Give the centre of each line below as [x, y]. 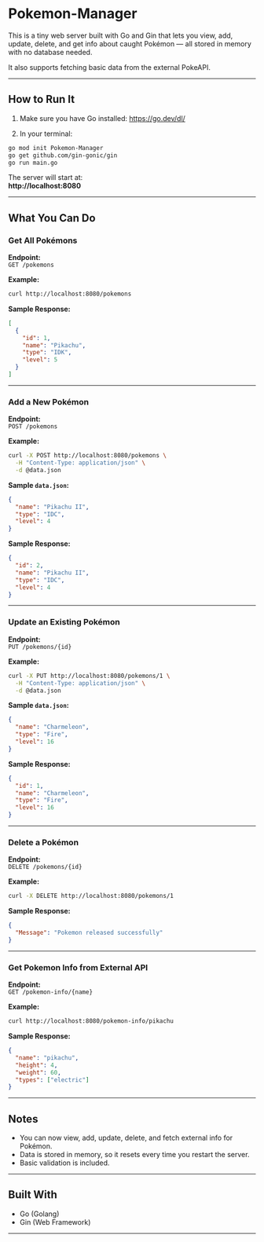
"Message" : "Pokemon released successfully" [89, 933]
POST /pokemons [33, 427]
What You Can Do [52, 218]
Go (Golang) [39, 1214]
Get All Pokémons [43, 240]
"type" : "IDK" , [47, 353]
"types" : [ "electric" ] [52, 1080]
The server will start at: [46, 178]
